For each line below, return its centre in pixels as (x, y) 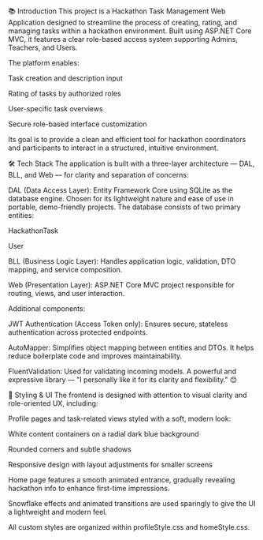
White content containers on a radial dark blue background (104, 434)
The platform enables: (44, 63)
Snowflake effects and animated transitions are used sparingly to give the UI (132, 503)
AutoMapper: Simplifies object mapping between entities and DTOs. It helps (131, 347)
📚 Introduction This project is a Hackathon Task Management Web (117, 11)
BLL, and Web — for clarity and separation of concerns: (98, 175)
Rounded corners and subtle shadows (70, 449)
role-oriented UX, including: (53, 403)
